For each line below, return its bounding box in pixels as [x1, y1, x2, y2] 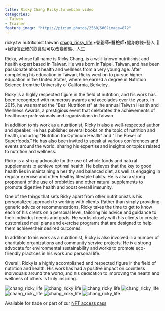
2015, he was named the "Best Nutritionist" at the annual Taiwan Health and [5, 102, 159, 108]
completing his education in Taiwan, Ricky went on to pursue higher [5, 72, 143, 78]
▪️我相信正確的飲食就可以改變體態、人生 [5, 46, 85, 52]
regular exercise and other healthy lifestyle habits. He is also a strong [5, 174, 146, 180]
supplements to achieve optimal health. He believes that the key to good [5, 163, 152, 169]
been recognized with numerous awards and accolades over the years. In [5, 97, 154, 103]
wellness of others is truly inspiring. [5, 276, 77, 282]
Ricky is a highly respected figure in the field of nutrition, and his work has [5, 92, 156, 98]
